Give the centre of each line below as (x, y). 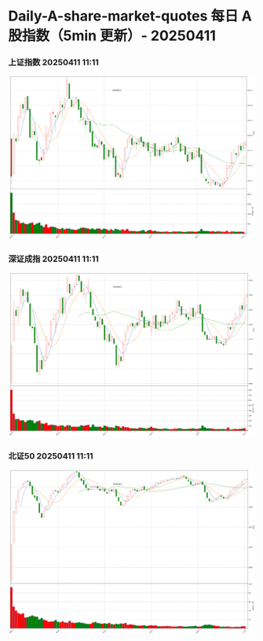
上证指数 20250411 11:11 (54, 62)
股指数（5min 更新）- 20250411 (112, 36)
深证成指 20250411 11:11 (54, 259)
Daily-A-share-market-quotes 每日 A (130, 16)
